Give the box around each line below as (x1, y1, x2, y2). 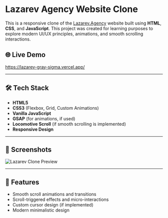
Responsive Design (12, 126, 54, 132)
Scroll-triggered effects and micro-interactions (12, 196, 109, 202)
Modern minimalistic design (12, 207, 70, 213)
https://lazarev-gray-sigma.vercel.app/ (5, 64, 85, 70)
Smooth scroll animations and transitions (12, 191, 96, 197)
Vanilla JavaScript (12, 110, 51, 116)
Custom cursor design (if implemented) (12, 202, 93, 208)
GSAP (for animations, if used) (12, 115, 75, 121)
